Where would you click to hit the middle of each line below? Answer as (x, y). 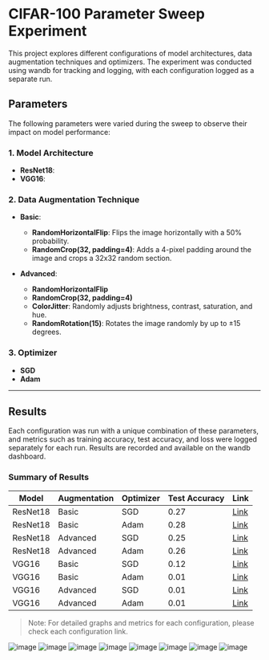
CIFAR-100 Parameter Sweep (107, 14)
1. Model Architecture (51, 153)
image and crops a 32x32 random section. (102, 259)
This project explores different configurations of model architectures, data (130, 53)
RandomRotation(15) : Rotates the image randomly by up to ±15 (136, 324)
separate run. (30, 79)
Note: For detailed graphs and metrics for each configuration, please (141, 622)
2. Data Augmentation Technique (74, 199)
